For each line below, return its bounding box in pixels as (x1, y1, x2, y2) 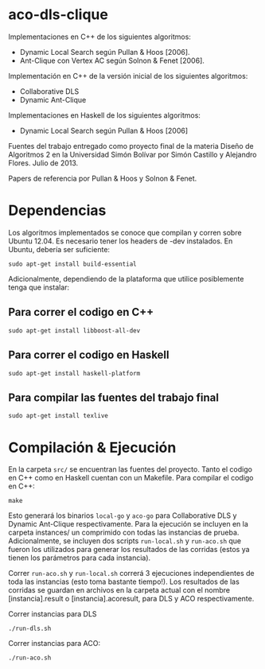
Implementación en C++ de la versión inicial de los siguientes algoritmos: (8, 71, 248, 80)
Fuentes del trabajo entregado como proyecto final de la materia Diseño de (8, 141, 254, 150)
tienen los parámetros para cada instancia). (8, 553, 151, 562)
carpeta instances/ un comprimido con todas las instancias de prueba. (8, 527, 240, 538)
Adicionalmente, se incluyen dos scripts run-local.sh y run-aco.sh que (8, 536, 242, 546)
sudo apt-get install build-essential (8, 260, 137, 268)
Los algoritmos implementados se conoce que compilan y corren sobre (8, 228, 242, 237)
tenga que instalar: (8, 282, 70, 292)
